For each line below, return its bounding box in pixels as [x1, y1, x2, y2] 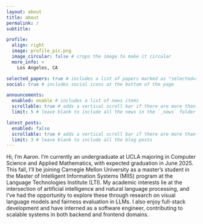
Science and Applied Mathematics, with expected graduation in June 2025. [6, 159, 193, 167]
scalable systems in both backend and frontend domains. [6, 211, 149, 218]
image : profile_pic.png [11, 48, 71, 54]
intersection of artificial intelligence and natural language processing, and [6, 185, 190, 193]
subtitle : [6, 25, 31, 32]
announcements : [6, 92, 45, 98]
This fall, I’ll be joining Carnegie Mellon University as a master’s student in [6, 166, 190, 173]
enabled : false [11, 125, 50, 132]
